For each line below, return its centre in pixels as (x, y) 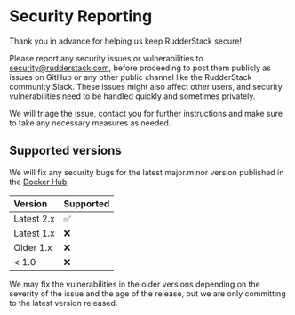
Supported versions (65, 151)
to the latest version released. (64, 303)
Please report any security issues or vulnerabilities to (106, 58)
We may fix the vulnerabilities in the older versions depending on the (135, 284)
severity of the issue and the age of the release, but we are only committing (147, 293)
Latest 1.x (34, 233)
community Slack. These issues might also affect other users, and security (146, 86)
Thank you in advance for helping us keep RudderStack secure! (126, 41)
